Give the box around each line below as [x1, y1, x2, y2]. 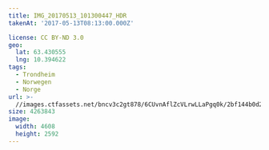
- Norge [15, 85, 42, 93]
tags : [8, 63, 26, 72]
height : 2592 [15, 130, 59, 138]
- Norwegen [15, 77, 52, 86]
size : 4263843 [8, 108, 56, 116]
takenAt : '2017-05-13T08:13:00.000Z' [8, 19, 134, 27]
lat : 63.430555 [15, 49, 66, 57]
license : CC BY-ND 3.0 [8, 34, 84, 41]
